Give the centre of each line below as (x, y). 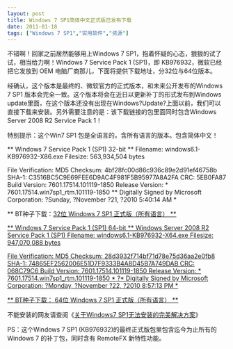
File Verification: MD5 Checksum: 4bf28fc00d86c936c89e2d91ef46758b (112, 170)
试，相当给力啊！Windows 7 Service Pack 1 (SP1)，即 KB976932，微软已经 (115, 63)
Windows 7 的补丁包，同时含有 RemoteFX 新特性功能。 (86, 339)
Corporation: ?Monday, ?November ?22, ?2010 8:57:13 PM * (93, 286)
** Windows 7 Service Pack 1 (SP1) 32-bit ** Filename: (85, 149)
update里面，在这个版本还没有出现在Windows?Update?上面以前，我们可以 (114, 103)
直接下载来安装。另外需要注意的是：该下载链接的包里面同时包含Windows (112, 112)
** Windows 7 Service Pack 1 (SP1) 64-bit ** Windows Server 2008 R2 (109, 228)
